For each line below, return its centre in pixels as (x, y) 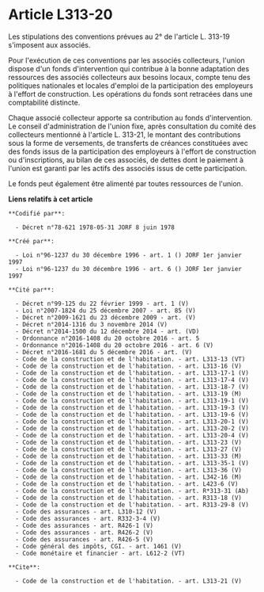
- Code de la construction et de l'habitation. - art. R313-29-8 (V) (132, 505)
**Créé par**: (32, 241)
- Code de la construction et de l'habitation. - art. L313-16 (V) (129, 366)
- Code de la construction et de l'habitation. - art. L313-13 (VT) (130, 359)
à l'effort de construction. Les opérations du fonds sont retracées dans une (130, 94)
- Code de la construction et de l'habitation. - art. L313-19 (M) (129, 394)
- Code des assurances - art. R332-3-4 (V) (88, 518)
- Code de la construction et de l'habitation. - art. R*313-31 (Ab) (132, 491)
